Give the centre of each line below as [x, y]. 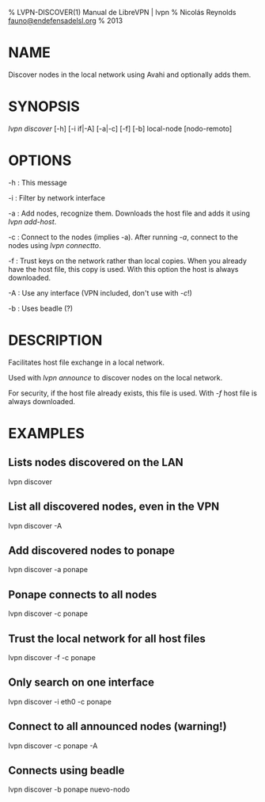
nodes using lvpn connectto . [55, 245]
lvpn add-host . [32, 221]
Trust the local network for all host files [107, 638]
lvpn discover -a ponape [48, 570]
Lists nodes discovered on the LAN [96, 462]
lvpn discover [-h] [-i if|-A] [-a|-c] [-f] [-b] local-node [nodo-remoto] [120, 128]
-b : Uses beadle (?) [41, 308]
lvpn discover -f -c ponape [52, 657]
